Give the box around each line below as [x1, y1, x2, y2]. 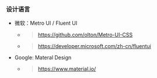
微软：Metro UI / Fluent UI [14, 19, 78, 27]
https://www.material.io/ [37, 66, 96, 73]
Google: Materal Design [14, 54, 72, 61]
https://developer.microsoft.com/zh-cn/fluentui [37, 43, 152, 50]
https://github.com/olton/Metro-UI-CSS [37, 31, 133, 39]
